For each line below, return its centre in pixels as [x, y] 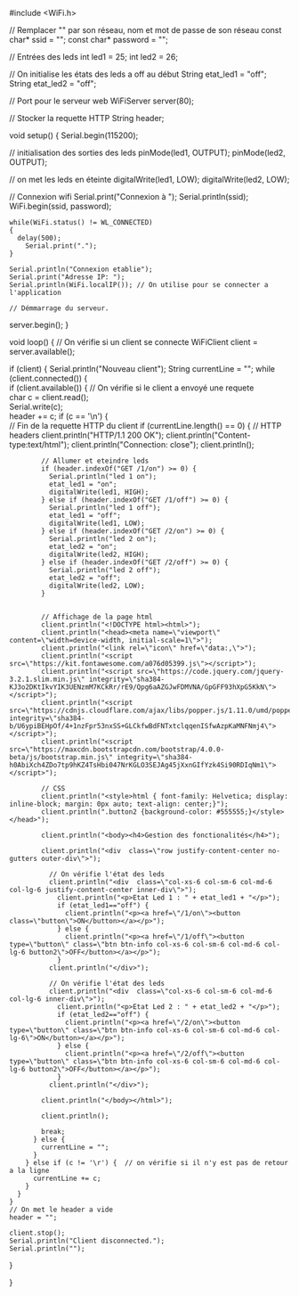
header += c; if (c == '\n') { [59, 416]
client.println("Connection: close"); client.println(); [162, 444]
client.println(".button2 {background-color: [127, 812]
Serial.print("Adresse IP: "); [67, 277]
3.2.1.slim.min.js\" [48, 679]
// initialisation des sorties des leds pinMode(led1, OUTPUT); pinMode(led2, [148, 152]
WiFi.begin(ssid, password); [61, 206]
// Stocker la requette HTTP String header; [87, 118]
